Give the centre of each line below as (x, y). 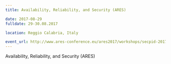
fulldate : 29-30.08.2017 (32, 24)
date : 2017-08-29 (24, 19)
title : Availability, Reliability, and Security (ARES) (66, 10)
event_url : (17, 42)
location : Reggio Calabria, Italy (42, 33)
